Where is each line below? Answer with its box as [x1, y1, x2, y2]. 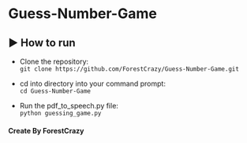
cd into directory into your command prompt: [19, 79, 166, 88]
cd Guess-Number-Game [19, 87, 91, 95]
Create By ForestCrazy [8, 126, 84, 135]
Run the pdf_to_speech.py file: [19, 101, 118, 110]
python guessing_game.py [19, 109, 102, 117]
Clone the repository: [19, 57, 89, 66]
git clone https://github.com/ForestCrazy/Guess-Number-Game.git [19, 65, 239, 73]
